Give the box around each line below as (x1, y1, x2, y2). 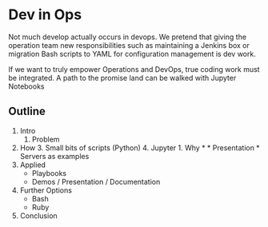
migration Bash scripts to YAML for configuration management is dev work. (8, 49, 256, 58)
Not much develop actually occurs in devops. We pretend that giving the (8, 32, 246, 42)
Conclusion (19, 210, 58, 221)
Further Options (19, 185, 72, 195)
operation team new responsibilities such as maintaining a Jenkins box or (8, 40, 250, 50)
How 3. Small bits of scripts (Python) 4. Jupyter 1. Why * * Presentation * (19, 142, 260, 153)
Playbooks (31, 168, 66, 177)
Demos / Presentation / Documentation (31, 177, 161, 186)
